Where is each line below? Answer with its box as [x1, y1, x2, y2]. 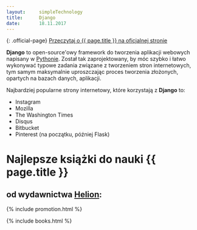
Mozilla [15, 105, 33, 112]
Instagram [15, 98, 41, 106]
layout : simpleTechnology [6, 9, 83, 15]
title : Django [6, 15, 56, 21]
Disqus [15, 118, 33, 125]
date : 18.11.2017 [6, 20, 67, 26]
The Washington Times [15, 111, 74, 119]
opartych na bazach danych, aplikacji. [6, 74, 102, 82]
